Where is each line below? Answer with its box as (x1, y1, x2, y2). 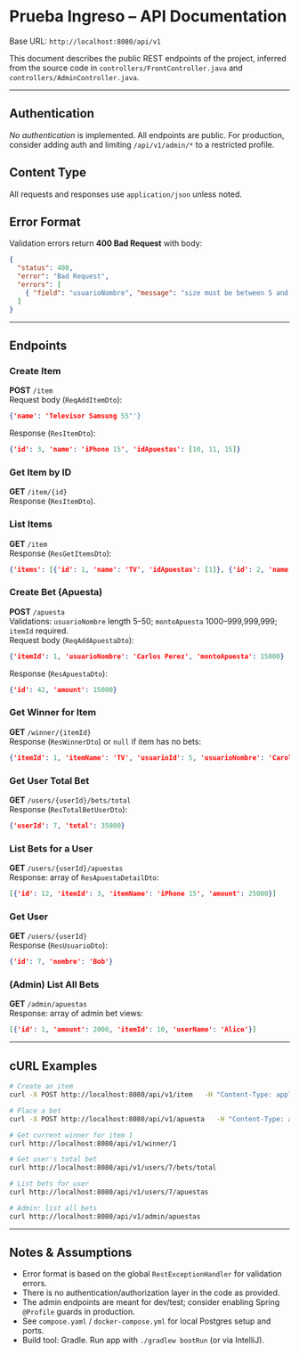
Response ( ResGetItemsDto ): (9, 548, 112, 559)
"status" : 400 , (17, 264, 74, 273)
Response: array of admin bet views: (9, 1008, 144, 1019)
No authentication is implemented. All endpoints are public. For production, (9, 129, 285, 140)
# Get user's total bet (9, 1155, 98, 1164)
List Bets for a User (9, 842, 93, 854)
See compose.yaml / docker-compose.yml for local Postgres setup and (21, 1316, 271, 1326)
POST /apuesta (9, 606, 65, 616)
